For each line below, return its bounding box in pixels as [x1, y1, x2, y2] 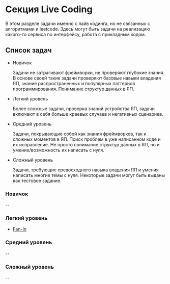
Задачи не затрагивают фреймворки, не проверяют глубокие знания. [12, 69, 165, 75]
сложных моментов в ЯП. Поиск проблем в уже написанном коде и [12, 136, 161, 142]
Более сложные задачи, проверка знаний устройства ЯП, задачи [12, 106, 155, 112]
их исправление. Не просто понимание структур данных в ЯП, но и [12, 141, 160, 147]
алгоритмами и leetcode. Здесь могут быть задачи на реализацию [5, 25, 150, 32]
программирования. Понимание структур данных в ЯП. [12, 86, 134, 92]
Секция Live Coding [5, 4, 93, 15]
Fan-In [12, 226, 27, 233]
